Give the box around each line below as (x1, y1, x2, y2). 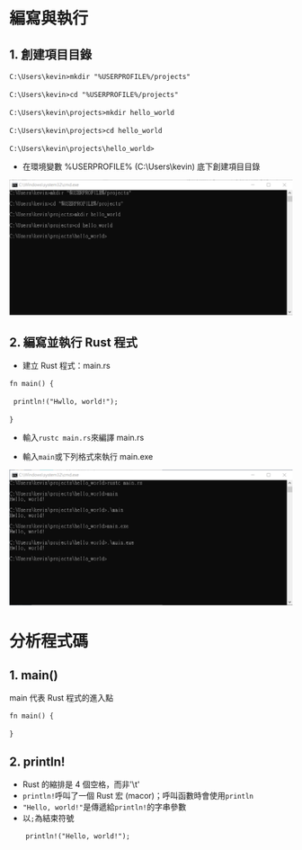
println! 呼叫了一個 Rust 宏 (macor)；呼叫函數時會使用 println (22, 790, 254, 801)
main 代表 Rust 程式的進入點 (9, 693, 114, 703)
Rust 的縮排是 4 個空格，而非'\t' (22, 779, 140, 790)
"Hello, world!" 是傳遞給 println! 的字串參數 (22, 801, 187, 812)
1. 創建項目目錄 (9, 47, 93, 62)
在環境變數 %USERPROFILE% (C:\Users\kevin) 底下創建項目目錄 (22, 161, 261, 172)
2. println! (9, 754, 66, 769)
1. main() (9, 667, 58, 683)
